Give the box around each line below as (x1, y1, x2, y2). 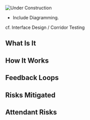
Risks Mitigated (5, 91, 56, 99)
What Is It (5, 39, 37, 48)
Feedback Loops (5, 73, 59, 82)
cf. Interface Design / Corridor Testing (5, 24, 85, 30)
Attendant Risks (5, 108, 57, 116)
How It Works (5, 56, 49, 65)
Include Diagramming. (12, 15, 59, 20)
